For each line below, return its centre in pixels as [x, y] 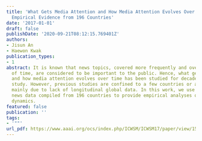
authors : [17, 40]
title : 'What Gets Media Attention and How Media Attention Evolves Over [101, 12]
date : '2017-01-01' [31, 23]
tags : [13, 118]
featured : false [26, 106]
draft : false [23, 28]
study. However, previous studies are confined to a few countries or [102, 85]
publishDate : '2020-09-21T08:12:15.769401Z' [63, 34]
